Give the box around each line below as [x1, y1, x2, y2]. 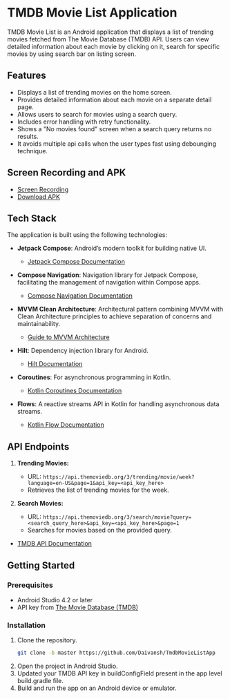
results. [17, 132, 39, 140]
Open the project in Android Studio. [17, 662, 119, 671]
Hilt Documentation [27, 360, 83, 368]
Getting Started [7, 559, 75, 571]
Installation [7, 620, 46, 630]
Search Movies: [17, 499, 64, 508]
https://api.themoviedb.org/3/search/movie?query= [42, 514, 192, 521]
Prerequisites [7, 580, 53, 590]
